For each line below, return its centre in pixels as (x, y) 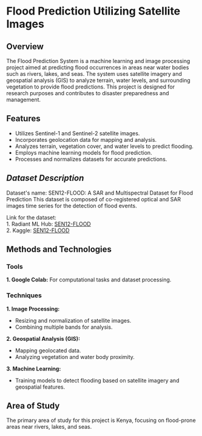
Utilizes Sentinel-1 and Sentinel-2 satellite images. (77, 133)
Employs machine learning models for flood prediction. (84, 152)
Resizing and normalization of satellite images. (73, 320)
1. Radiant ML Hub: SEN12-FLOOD (49, 224)
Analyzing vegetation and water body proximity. (75, 357)
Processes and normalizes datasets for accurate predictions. (91, 159)
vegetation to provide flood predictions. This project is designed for (90, 87)
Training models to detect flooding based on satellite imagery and (97, 380)
